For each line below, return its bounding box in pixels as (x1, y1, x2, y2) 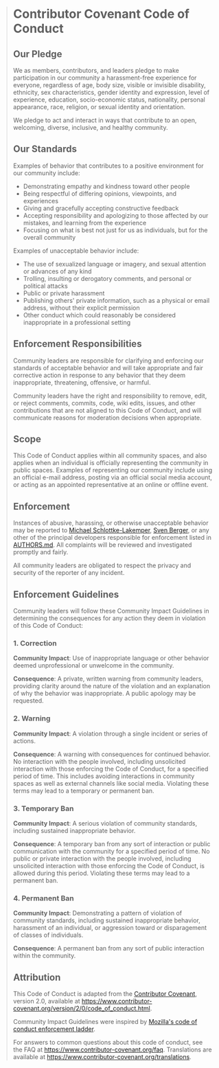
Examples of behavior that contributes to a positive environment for (12, 161, 204, 170)
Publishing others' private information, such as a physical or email (23, 296, 210, 304)
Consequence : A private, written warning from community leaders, (12, 674, 204, 683)
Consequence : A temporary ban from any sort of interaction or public (12, 839, 211, 848)
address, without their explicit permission (23, 304, 140, 312)
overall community (23, 233, 76, 241)
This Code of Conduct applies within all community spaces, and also (12, 451, 207, 459)
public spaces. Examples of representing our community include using (12, 466, 213, 475)
